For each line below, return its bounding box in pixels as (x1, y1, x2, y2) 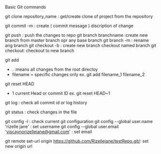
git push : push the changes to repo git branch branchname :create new (5, 32, 148, 38)
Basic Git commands (5, 4, 46, 10)
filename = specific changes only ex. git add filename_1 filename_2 (12, 72, 145, 77)
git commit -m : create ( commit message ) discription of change (5, 23, 134, 29)
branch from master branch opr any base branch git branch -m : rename (5, 37, 149, 43)
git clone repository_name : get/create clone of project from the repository (5, 14, 153, 19)
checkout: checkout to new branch (5, 48, 74, 53)
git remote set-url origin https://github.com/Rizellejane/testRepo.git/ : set (5, 138, 149, 144)
